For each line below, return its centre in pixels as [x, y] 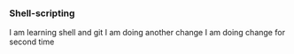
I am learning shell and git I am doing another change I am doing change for [147, 33]
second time [32, 42]
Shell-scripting [42, 13]
